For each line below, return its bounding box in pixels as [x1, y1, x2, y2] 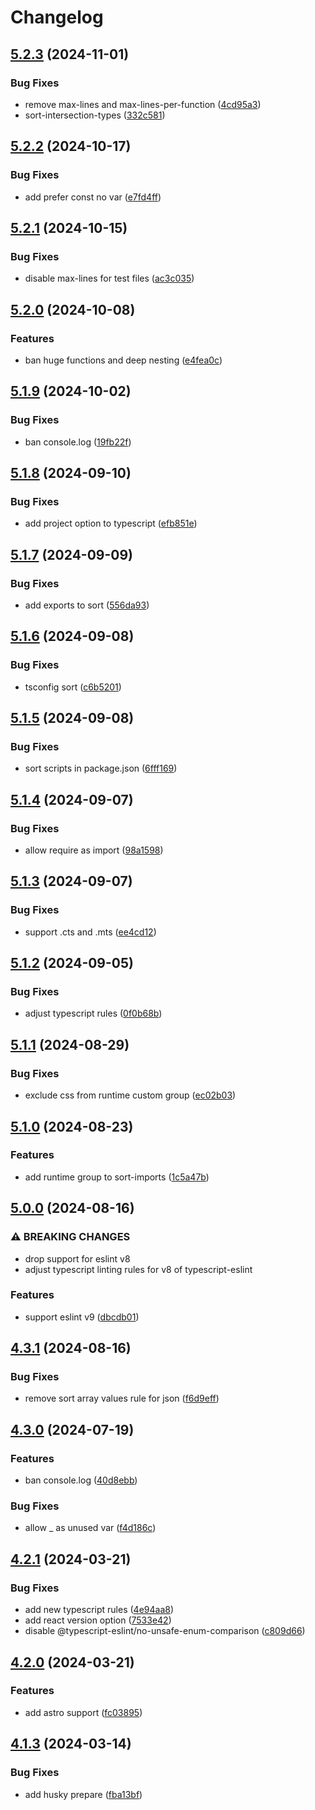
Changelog [10, 6, 104, 29]
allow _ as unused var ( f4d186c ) [24, 1522, 157, 1534]
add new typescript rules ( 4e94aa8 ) [24, 1604, 175, 1616]
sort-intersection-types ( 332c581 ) [24, 109, 166, 121]
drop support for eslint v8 [24, 1252, 131, 1265]
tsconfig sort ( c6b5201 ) [24, 681, 122, 693]
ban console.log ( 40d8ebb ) [24, 1474, 138, 1486]
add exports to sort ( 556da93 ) [24, 599, 150, 611]
